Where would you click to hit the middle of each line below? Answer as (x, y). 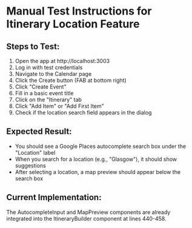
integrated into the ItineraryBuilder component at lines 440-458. (86, 218)
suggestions (31, 166)
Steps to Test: (33, 46)
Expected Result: (39, 132)
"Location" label (35, 152)
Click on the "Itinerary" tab (48, 99)
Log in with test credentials (49, 67)
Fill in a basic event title (44, 93)
